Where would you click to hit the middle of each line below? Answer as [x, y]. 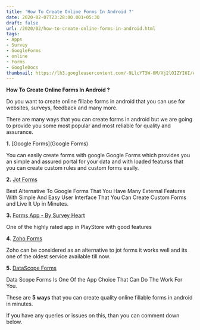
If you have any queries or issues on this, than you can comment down [93, 316]
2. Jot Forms [22, 179]
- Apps [14, 39]
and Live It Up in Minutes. [37, 204]
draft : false [22, 23]
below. [14, 322]
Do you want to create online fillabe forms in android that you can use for [96, 102]
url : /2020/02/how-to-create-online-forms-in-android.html [81, 28]
